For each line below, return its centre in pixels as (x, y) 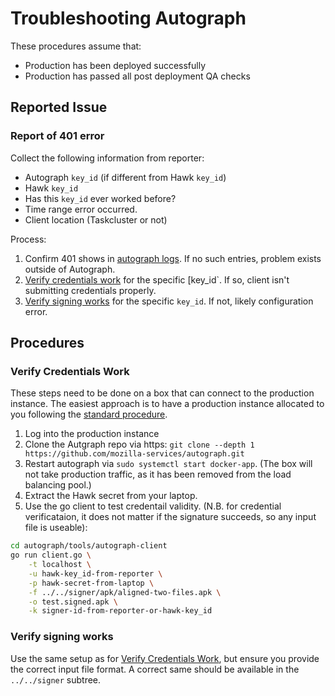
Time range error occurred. (81, 209)
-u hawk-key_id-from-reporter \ (95, 573)
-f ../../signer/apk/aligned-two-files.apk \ (125, 592)
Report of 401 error (57, 136)
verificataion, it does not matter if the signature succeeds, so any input (170, 517)
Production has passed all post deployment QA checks (137, 76)
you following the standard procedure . (89, 414)
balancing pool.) (58, 485)
